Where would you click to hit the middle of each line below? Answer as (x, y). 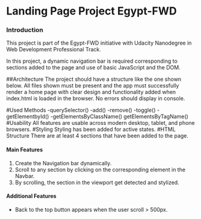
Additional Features (31, 196)
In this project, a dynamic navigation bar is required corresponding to (92, 61)
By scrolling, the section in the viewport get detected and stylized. (97, 182)
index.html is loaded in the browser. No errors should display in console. (96, 98)
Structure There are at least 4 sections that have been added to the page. (97, 136)
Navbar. (25, 176)
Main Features (25, 150)
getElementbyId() (28, 116)
